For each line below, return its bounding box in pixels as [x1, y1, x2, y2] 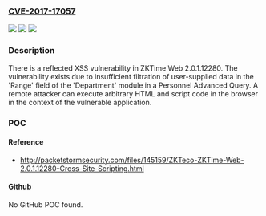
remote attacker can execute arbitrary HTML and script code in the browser [8, 88, 259, 98]
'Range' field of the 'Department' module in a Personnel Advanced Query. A [8, 80, 259, 90]
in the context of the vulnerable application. [8, 97, 152, 107]
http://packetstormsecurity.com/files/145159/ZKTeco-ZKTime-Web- [19, 155, 244, 165]
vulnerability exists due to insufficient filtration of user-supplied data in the [8, 71, 254, 81]
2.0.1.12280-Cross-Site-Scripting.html [19, 163, 144, 173]
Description [8, 45, 55, 56]
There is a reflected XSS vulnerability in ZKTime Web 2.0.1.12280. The [8, 63, 238, 73]
